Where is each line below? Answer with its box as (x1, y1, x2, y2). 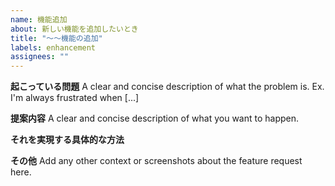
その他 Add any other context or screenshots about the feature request (10, 155, 303, 167)
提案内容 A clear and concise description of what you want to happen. (10, 112, 300, 125)
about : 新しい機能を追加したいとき (10, 24, 139, 34)
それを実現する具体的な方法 (10, 134, 125, 146)
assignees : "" (10, 52, 70, 62)
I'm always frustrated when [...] (10, 92, 140, 104)
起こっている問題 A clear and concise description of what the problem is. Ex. (10, 81, 325, 93)
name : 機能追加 (10, 14, 68, 25)
